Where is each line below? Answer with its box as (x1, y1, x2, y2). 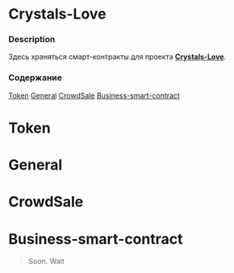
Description (8, 34, 56, 45)
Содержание (8, 72, 63, 83)
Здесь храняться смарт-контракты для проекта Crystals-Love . (8, 52, 227, 61)
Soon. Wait (27, 256, 65, 267)
